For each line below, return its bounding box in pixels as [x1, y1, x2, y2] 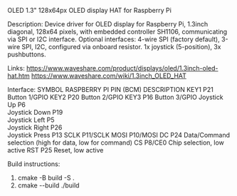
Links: [7, 64, 25, 72]
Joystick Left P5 [7, 115, 55, 124]
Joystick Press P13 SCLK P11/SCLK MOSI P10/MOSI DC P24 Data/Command [7, 131, 230, 139]
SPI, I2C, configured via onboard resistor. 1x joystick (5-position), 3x [21, 43, 221, 51]
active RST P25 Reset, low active [7, 146, 104, 154]
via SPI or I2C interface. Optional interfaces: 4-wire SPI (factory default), [7, 35, 220, 43]
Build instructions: [7, 160, 60, 168]
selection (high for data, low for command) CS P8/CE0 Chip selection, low [7, 138, 224, 147]
